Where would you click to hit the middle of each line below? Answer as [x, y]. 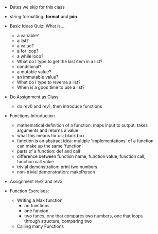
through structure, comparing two [58, 221]
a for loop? [28, 51]
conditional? [29, 66]
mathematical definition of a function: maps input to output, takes [82, 125]
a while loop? [30, 56]
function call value [35, 161]
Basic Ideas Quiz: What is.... [37, 26]
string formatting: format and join [43, 16]
